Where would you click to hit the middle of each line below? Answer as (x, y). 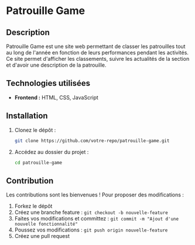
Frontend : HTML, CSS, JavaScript (56, 97)
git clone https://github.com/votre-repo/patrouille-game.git (92, 141)
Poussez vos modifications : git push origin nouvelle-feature (91, 230)
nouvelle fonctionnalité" (46, 224)
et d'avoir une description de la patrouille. (56, 65)
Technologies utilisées (48, 83)
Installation (27, 116)
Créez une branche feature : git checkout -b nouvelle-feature (91, 212)
